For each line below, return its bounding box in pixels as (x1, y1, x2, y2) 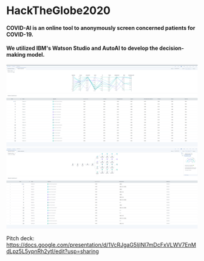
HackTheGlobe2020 (6, 4, 111, 18)
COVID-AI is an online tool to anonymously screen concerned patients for (6, 24, 195, 31)
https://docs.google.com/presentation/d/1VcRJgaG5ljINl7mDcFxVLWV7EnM (6, 241, 196, 248)
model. (26, 51, 45, 59)
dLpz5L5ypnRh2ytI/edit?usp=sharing (6, 248, 99, 255)
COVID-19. (6, 30, 34, 38)
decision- (159, 45, 184, 52)
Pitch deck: (6, 234, 35, 241)
